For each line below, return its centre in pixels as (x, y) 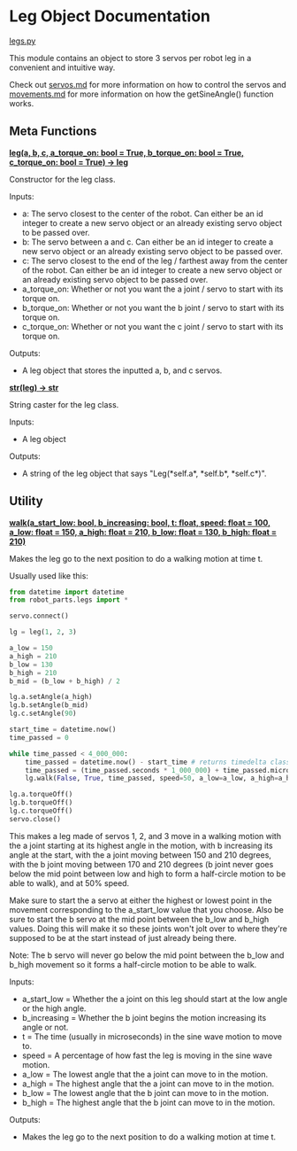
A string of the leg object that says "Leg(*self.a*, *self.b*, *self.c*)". (144, 473)
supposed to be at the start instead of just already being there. (123, 937)
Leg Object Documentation (110, 16)
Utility (26, 501)
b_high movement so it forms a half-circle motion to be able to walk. (133, 964)
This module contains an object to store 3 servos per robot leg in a (130, 58)
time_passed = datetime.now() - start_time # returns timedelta (146, 762)
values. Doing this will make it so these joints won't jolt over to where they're (148, 929)
